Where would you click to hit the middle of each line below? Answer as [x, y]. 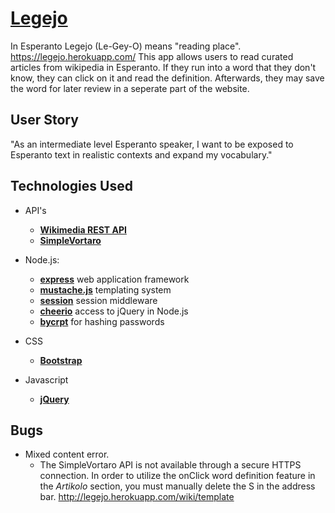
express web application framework [114, 279]
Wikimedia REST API [83, 229]
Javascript [46, 379]
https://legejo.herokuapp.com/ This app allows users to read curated [152, 56]
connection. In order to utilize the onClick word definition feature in [177, 476]
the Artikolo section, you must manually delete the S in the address [177, 486]
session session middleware [98, 300]
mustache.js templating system [105, 289]
